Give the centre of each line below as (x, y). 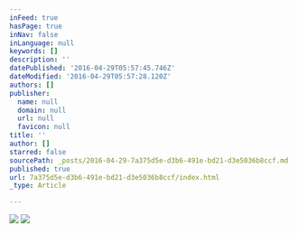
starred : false (38, 152)
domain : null (42, 110)
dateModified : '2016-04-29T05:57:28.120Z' (90, 77)
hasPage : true (36, 26)
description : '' (40, 60)
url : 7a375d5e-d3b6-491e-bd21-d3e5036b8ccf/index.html (115, 177)
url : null (36, 118)
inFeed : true (34, 18)
